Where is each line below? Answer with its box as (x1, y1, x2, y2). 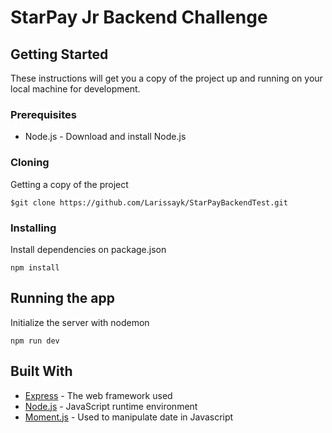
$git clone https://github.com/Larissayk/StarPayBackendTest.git (10, 197, 288, 208)
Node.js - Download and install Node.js (24, 131, 187, 143)
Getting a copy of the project (10, 178, 129, 190)
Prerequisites (10, 107, 77, 121)
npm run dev (10, 336, 60, 346)
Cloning (10, 156, 50, 170)
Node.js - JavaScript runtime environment (24, 400, 198, 412)
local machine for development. (10, 83, 141, 95)
